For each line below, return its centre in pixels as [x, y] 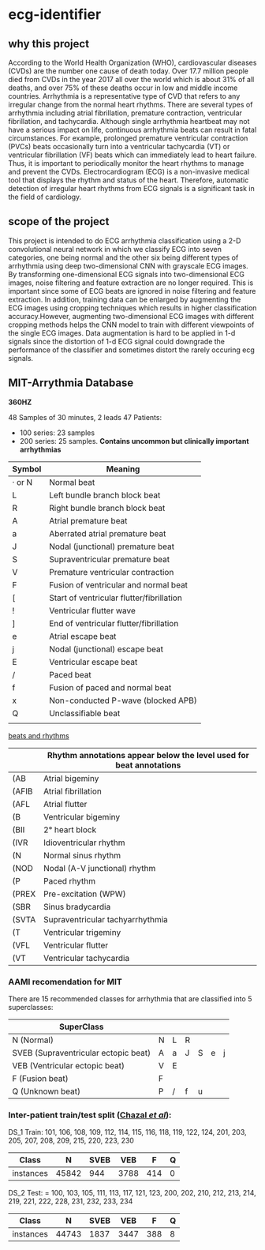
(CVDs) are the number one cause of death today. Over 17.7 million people [129, 71]
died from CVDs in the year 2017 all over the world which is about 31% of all [131, 79]
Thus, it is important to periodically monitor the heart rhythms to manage [126, 163]
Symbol [27, 469]
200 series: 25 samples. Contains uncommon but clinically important [134, 441]
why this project [49, 44]
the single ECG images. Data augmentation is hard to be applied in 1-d [122, 332]
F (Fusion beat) [40, 1078]
